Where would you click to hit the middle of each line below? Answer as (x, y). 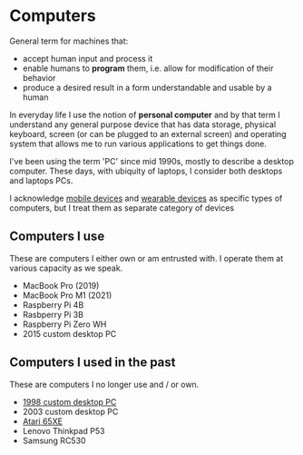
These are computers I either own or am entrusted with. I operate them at (147, 258)
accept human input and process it (88, 58)
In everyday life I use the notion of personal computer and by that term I (145, 114)
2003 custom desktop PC (70, 411)
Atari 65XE (43, 421)
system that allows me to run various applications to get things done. (138, 143)
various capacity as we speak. (66, 268)
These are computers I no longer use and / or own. (104, 384)
